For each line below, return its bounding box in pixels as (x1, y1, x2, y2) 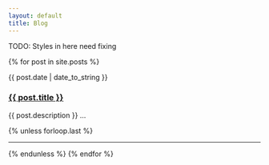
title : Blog (8, 19, 48, 27)
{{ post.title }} (8, 92, 64, 103)
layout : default (8, 11, 62, 20)
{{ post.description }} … (8, 110, 86, 120)
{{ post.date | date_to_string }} (8, 72, 108, 82)
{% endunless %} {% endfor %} (8, 149, 114, 159)
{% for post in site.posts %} (8, 57, 100, 66)
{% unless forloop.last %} (8, 126, 94, 135)
